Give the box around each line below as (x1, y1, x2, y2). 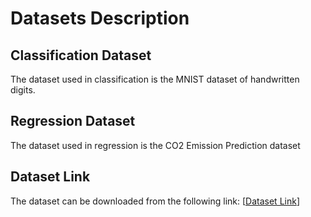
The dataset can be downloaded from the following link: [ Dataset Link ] (10, 195, 301, 207)
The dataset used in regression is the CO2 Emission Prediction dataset (10, 139, 301, 151)
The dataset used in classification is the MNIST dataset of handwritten (10, 73, 300, 85)
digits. (10, 84, 36, 96)
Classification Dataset (10, 47, 152, 64)
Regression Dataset (10, 113, 136, 130)
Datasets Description (10, 7, 190, 30)
